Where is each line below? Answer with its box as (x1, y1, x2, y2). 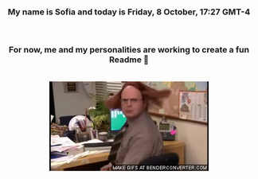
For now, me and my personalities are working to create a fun (8, 45, 250, 56)
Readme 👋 (109, 54, 149, 65)
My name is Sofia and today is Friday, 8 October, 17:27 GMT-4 (7, 6, 251, 18)
